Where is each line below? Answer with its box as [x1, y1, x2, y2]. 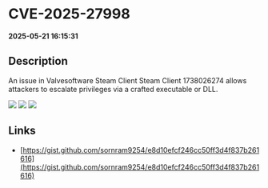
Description [8, 54, 68, 68]
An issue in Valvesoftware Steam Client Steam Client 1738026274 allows [8, 75, 247, 85]
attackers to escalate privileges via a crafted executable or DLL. [8, 84, 218, 94]
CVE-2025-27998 [8, 5, 130, 23]
